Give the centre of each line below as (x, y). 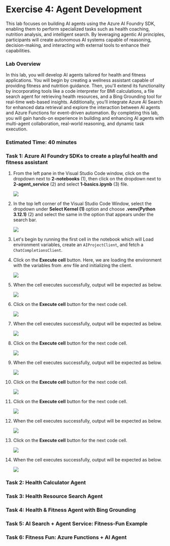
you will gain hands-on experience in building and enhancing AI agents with (85, 118)
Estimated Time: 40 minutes (41, 142)
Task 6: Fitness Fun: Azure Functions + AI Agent (66, 537)
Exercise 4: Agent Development (74, 9)
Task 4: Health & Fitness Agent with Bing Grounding (71, 510)
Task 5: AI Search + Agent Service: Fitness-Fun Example (77, 524)
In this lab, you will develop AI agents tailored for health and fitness (76, 75)
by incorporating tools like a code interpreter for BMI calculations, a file (80, 91)
